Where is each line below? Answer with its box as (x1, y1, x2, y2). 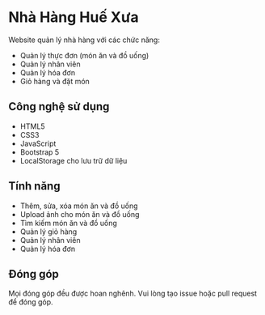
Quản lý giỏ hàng (19, 227, 78, 236)
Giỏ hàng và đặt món (19, 76, 90, 86)
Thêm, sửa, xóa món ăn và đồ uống (19, 201, 139, 211)
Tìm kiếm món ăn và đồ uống (19, 218, 117, 228)
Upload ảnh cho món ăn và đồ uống (19, 209, 140, 219)
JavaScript (19, 138, 57, 148)
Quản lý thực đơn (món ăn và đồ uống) (19, 50, 149, 60)
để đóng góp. (8, 297, 54, 307)
